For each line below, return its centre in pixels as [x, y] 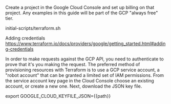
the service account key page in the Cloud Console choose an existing [80, 81]
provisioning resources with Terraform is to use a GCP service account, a [82, 70]
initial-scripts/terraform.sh [33, 28]
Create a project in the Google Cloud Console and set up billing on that [80, 7]
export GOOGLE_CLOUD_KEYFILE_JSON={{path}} [58, 96]
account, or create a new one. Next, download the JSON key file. [74, 86]
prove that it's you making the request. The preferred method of [73, 64]
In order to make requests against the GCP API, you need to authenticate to [84, 59]
